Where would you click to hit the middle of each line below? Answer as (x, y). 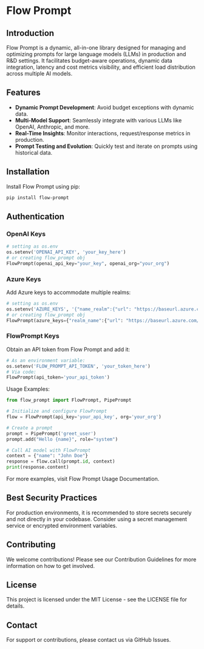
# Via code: (21, 372)
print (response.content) (38, 467)
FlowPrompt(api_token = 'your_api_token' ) (58, 377)
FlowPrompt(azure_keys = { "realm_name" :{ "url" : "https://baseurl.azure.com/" (104, 320)
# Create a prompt (29, 428)
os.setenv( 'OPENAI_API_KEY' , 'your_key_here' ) (66, 252)
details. (15, 606)
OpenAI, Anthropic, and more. (52, 127)
